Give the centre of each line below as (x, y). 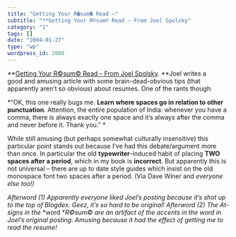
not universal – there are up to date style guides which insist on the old (110, 168)
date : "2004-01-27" (36, 40)
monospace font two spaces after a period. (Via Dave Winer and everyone (115, 176)
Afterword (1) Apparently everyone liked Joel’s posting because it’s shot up (117, 197)
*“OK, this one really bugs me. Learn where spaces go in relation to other (116, 102)
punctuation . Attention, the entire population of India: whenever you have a (117, 110)
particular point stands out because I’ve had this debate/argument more (112, 146)
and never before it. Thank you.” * (57, 125)
